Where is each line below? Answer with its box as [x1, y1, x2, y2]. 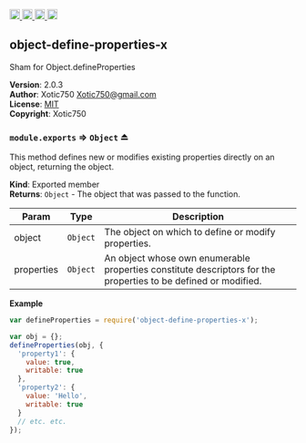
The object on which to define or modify [104, 226, 276, 239]
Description [172, 211, 225, 223]
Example [9, 298, 44, 309]
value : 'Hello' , [25, 392, 88, 401]
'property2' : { [17, 383, 76, 392]
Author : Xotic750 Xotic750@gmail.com [9, 88, 157, 99]
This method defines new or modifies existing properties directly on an [9, 151, 275, 163]
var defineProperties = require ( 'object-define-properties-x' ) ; [9, 315, 259, 325]
